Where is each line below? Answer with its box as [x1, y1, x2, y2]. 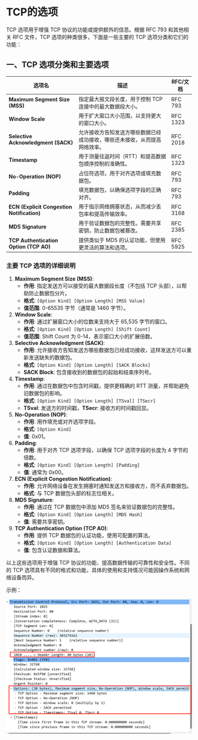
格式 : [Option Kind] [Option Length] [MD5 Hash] [23, 511, 143, 518]
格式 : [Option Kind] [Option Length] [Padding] [23, 461, 140, 468]
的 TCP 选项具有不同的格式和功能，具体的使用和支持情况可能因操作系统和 [6, 566, 184, 573]
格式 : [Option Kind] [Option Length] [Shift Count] [23, 325, 151, 332]
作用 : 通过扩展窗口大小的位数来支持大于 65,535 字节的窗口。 [23, 318, 171, 325]
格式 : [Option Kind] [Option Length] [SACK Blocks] [23, 361, 151, 369]
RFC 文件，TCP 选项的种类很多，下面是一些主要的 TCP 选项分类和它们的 [12, 33, 189, 40]
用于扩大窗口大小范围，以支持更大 [78, 112, 161, 119]
